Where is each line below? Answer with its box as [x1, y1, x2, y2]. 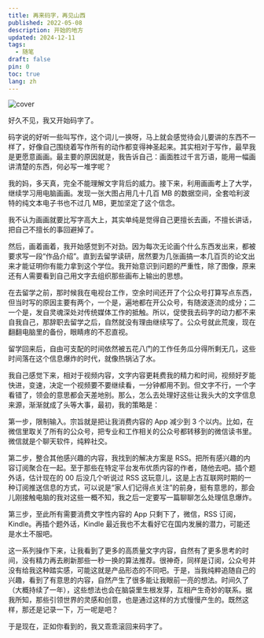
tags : [8, 41, 26, 49]
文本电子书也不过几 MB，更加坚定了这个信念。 [28, 198, 179, 207]
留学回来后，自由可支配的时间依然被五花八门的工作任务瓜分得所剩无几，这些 [8, 343, 256, 353]
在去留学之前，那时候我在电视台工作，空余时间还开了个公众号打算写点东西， [8, 287, 256, 297]
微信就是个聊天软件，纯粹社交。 [8, 436, 112, 446]
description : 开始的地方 [8, 26, 84, 34]
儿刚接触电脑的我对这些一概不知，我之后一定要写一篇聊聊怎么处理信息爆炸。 [8, 492, 256, 502]
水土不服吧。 [14, 529, 57, 538]
